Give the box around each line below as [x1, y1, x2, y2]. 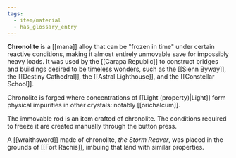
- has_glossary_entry [13, 23, 77, 30]
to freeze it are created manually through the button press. [7, 122, 178, 131]
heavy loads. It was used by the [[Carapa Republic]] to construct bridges [7, 58, 218, 66]
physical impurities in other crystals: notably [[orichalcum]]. [7, 101, 181, 110]
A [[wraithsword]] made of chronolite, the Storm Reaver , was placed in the [7, 136, 223, 144]
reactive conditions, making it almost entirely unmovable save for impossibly [7, 50, 229, 58]
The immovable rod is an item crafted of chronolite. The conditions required [7, 114, 227, 123]
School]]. [7, 80, 34, 88]
